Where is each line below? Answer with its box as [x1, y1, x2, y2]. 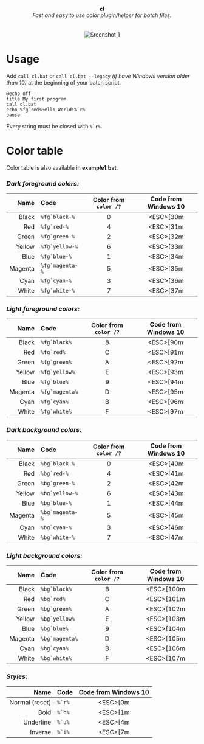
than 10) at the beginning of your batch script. [6, 78, 121, 86]
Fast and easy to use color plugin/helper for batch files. [32, 12, 172, 19]
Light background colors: [6, 551, 83, 560]
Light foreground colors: [6, 305, 80, 313]
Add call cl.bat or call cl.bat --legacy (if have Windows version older [6, 72, 190, 80]
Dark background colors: [6, 426, 82, 434]
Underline [23, 718, 52, 726]
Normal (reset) [9, 698, 52, 707]
